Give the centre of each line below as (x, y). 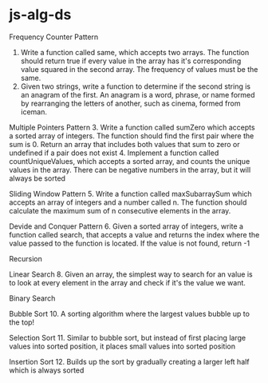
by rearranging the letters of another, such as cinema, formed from (130, 103)
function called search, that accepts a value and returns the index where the (134, 234)
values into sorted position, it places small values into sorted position (122, 346)
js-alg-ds (40, 15)
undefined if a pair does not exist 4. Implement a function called (114, 153)
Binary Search (32, 298)
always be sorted (37, 178)
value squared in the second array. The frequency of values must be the (139, 69)
